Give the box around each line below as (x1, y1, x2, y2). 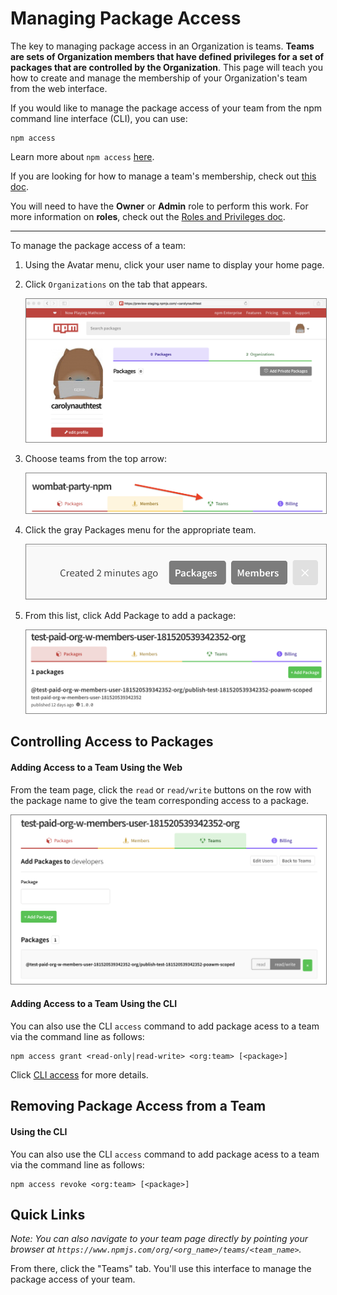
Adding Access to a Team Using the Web (10, 762, 183, 774)
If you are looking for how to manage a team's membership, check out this (10, 170, 317, 182)
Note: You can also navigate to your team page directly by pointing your (10, 1233, 308, 1245)
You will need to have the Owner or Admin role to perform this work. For (10, 200, 309, 212)
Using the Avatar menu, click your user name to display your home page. (24, 258, 325, 271)
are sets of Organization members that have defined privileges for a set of (10, 50, 325, 62)
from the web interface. (10, 82, 108, 94)
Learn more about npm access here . (10, 150, 155, 162)
